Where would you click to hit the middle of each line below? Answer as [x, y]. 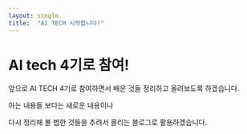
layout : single [34, 16]
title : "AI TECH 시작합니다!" [56, 23]
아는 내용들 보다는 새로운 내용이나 [61, 105]
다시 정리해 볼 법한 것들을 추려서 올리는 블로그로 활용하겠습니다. [108, 122]
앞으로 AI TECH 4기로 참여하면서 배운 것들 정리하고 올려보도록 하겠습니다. [124, 89]
